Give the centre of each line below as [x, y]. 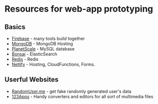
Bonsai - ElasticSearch [34, 54]
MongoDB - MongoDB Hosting [42, 44]
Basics [15, 27]
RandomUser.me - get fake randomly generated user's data [71, 91]
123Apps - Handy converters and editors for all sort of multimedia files [82, 96]
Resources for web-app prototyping [79, 9]
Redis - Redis [25, 59]
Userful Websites [32, 79]
